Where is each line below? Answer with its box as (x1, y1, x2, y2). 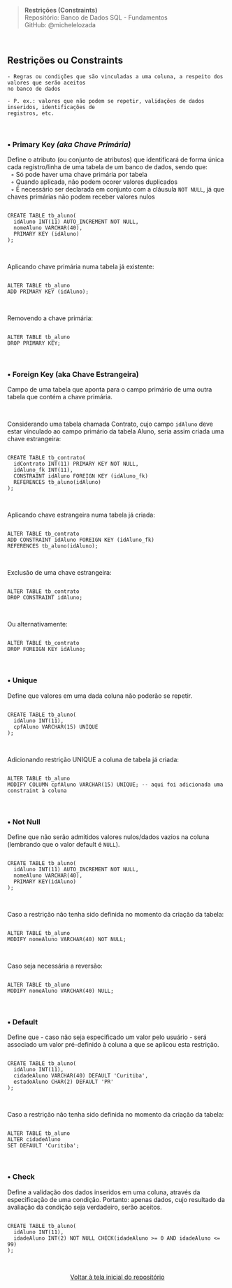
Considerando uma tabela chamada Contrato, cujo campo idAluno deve (7, 420, 213, 429)
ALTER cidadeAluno (7, 1136, 61, 1143)
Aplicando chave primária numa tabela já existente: (7, 262, 154, 271)
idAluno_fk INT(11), (13, 466, 73, 474)
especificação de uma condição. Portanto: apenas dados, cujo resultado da (7, 1195, 226, 1203)
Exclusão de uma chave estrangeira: (7, 568, 112, 577)
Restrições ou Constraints (7, 55, 124, 66)
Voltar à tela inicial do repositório (70, 1273, 165, 1281)
